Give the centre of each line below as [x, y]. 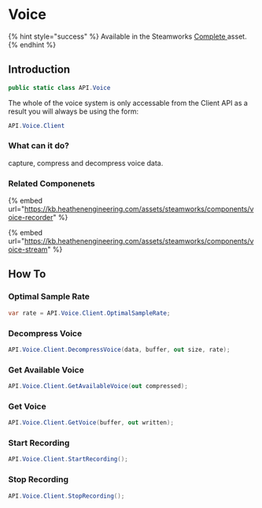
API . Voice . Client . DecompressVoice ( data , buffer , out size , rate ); [119, 349]
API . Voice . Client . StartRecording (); [68, 459]
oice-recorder [31, 218]
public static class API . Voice [59, 88]
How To [27, 274]
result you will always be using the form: [74, 111]
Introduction [39, 70]
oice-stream [28, 249]
